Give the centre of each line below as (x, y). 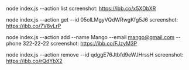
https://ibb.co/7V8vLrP (34, 26)
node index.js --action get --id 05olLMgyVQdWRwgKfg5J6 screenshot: (92, 20)
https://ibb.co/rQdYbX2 (34, 61)
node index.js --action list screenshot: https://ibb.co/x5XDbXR (81, 8)
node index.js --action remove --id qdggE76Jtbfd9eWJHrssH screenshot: (95, 55)
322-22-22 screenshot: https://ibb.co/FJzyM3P (80, 43)
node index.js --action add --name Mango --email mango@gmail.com (90, 37)
